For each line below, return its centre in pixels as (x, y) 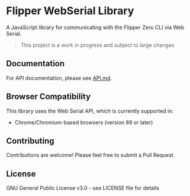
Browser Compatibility (48, 97)
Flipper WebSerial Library (70, 11)
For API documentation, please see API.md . (59, 78)
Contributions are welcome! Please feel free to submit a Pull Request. (91, 155)
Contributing (30, 141)
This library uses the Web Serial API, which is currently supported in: (90, 111)
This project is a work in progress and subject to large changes (97, 45)
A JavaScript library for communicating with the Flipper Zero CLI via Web (95, 27)
